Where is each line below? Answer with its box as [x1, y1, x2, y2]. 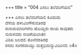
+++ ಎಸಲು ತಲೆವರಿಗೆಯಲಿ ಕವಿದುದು [5, 14, 61, 20]
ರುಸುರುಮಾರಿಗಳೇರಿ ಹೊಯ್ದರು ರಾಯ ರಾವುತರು [5, 25, 73, 31]
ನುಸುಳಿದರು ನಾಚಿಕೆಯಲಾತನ [5, 31, 46, 37]
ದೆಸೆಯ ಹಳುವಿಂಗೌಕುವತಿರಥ [5, 20, 46, 25]
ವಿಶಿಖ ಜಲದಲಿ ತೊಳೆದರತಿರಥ [5, 37, 48, 42]
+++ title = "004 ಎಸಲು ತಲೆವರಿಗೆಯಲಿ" [5, 4, 73, 10]
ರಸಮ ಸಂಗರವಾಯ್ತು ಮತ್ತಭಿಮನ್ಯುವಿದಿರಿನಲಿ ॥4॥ [5, 42, 77, 48]
